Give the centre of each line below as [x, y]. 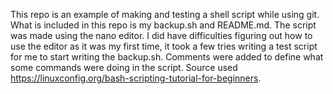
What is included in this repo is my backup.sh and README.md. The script [163, 25]
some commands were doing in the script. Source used [124, 67]
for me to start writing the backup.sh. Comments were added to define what [167, 57]
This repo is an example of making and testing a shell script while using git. [165, 14]
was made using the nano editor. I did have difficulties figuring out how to [161, 35]
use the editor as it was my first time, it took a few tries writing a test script [164, 46]
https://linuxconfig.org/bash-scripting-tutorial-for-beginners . [136, 78]
